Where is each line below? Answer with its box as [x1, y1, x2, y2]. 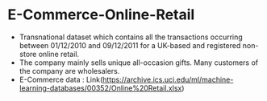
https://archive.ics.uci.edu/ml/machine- [102, 75, 234, 84]
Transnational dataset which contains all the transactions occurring [19, 32, 243, 42]
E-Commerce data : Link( [19, 75, 103, 84]
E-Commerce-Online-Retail [7, 6, 195, 24]
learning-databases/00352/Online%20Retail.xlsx [19, 83, 182, 93]
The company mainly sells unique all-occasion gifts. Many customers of [19, 58, 259, 67]
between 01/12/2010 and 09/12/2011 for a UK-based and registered [19, 40, 241, 50]
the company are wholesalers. [19, 66, 120, 75]
